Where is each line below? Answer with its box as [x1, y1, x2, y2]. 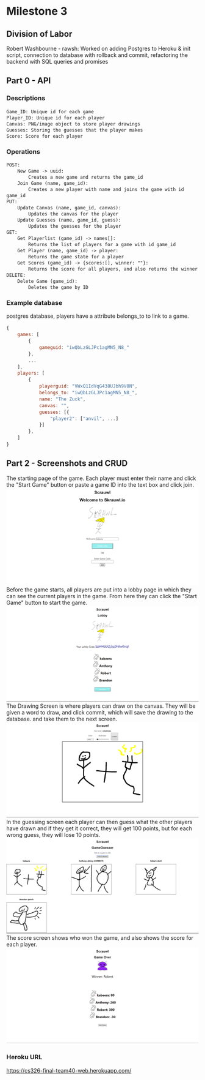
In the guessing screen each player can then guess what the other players [6, 818, 193, 825]
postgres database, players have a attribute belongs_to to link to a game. [6, 312, 189, 320]
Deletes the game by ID [28, 284, 88, 290]
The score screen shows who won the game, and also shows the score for [6, 934, 194, 942]
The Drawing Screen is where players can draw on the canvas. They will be [6, 702, 196, 710]
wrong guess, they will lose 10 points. [6, 831, 101, 838]
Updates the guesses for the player [28, 223, 121, 229]
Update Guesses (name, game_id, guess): [17, 217, 121, 223]
